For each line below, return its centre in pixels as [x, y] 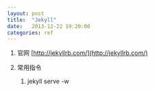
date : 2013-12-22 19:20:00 [49, 26]
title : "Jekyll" [32, 20]
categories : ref [30, 33]
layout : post [26, 13]
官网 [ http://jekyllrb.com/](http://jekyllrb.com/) [82, 53]
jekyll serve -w [48, 81]
